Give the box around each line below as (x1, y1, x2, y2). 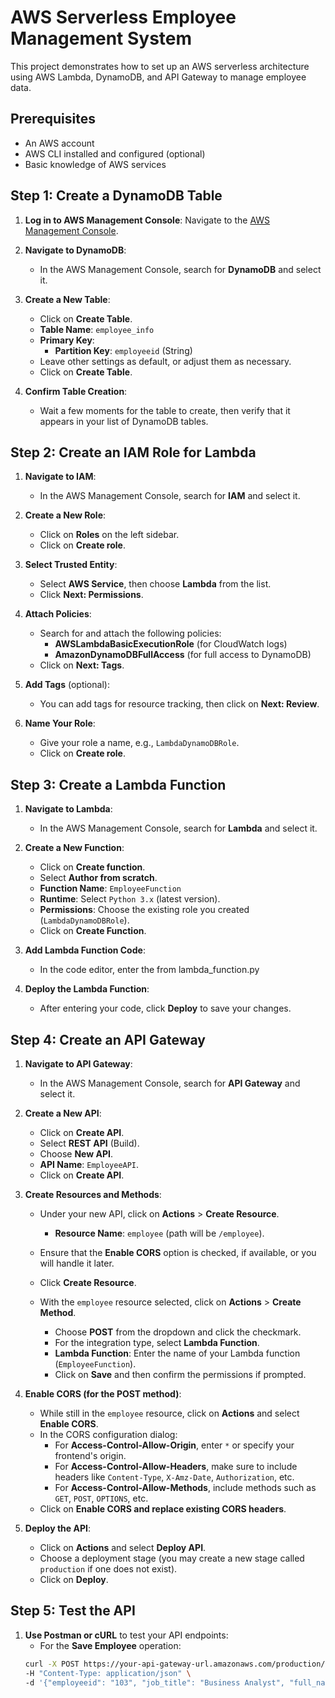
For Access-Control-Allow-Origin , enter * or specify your (54, 1439, 295, 1451)
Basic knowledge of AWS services (24, 158, 167, 170)
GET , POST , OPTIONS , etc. (54, 1492, 149, 1504)
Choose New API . (39, 1148, 113, 1160)
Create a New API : (24, 1107, 102, 1119)
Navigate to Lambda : (24, 803, 113, 815)
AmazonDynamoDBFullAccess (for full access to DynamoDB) (54, 649, 312, 661)
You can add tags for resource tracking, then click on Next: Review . (39, 698, 320, 710)
